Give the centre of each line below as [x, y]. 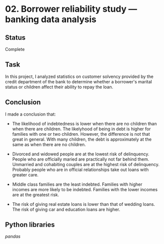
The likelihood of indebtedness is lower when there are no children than [84, 123]
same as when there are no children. [49, 144]
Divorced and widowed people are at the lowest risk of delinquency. [81, 154]
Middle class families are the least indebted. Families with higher [77, 184]
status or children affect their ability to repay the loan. [59, 87]
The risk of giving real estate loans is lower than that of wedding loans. [83, 204]
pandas [13, 237]
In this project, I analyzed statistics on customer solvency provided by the [79, 76]
